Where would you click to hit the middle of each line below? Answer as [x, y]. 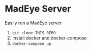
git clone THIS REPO [34, 33]
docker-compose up [32, 43]
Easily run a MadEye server [33, 23]
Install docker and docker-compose [49, 38]
